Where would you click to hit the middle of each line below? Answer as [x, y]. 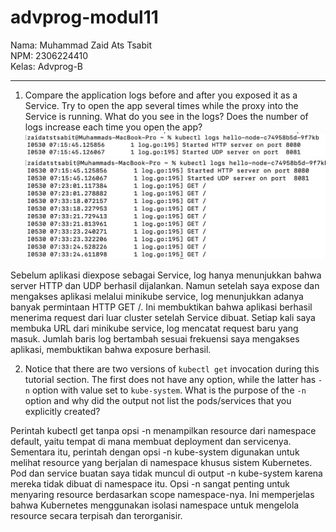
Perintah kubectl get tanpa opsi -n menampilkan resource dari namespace [163, 431]
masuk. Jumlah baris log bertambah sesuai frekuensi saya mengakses [155, 339]
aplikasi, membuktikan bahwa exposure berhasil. [111, 350]
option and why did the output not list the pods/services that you [158, 401]
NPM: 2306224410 [49, 55]
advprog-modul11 [84, 17]
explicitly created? [62, 412]
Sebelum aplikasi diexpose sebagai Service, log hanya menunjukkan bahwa [166, 275]
